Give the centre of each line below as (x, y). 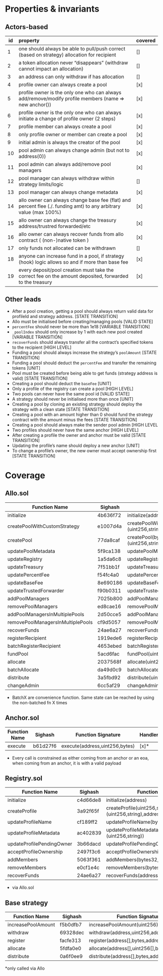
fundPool (18, 654)
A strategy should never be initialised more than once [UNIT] (73, 399)
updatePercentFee (29, 575)
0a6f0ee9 (71, 957)
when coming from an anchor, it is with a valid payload (66, 763)
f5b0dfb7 (71, 925)
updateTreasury (25, 567)
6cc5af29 (109, 685)
